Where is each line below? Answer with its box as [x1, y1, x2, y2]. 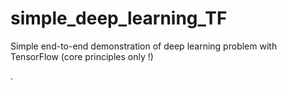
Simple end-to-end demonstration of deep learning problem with [10, 40, 278, 52]
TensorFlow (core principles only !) [10, 50, 154, 62]
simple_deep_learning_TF [10, 7, 228, 30]
